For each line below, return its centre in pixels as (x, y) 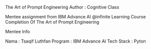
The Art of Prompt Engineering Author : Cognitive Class (62, 7)
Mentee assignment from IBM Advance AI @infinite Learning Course (75, 17)
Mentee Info (17, 31)
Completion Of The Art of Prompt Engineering (52, 22)
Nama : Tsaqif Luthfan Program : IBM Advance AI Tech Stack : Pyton (75, 41)
